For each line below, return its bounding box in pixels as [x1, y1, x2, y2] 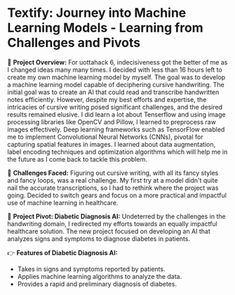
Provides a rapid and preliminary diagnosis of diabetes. [17, 280, 177, 288]
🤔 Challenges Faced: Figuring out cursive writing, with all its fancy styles [7, 169, 219, 177]
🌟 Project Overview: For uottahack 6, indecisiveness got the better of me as [7, 58, 228, 66]
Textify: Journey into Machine [7, 5, 187, 21]
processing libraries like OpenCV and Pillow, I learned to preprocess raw [7, 117, 216, 126]
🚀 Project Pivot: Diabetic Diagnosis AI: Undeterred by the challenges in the [7, 212, 226, 221]
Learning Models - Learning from [7, 20, 203, 36]
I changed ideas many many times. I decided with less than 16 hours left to [7, 65, 222, 74]
